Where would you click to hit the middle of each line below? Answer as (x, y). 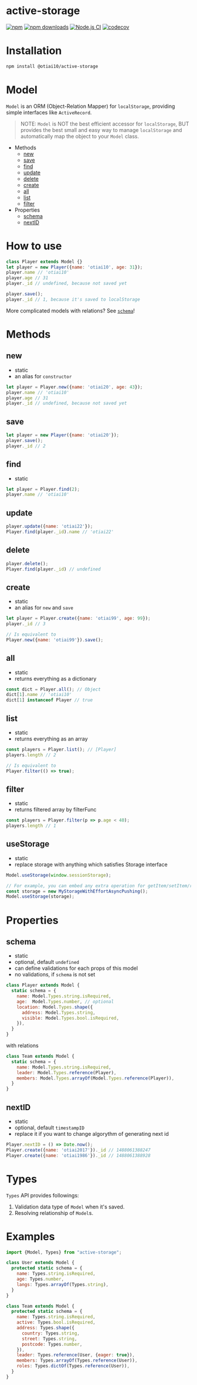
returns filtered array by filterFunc (55, 810)
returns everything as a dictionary (55, 678)
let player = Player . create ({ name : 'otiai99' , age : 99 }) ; (78, 619)
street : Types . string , (49, 1339)
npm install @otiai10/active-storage (52, 66)
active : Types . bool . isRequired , (56, 1323)
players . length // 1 (31, 826)
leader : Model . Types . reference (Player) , (67, 1072)
